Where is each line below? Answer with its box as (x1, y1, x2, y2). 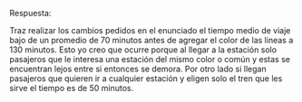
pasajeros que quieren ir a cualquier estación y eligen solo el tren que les (9, 73, 283, 84)
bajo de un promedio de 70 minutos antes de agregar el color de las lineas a (9, 35, 294, 45)
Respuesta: (9, 8, 52, 18)
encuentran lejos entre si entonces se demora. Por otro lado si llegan (9, 63, 267, 74)
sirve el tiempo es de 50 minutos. (9, 83, 134, 93)
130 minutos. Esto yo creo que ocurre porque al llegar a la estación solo (9, 44, 278, 55)
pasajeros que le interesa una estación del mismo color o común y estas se (9, 54, 290, 64)
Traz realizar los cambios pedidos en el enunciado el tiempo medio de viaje (9, 25, 291, 35)
